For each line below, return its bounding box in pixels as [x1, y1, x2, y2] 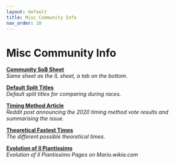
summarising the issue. [6, 115, 65, 122]
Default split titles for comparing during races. [6, 90, 122, 98]
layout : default [6, 8, 47, 15]
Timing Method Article [6, 102, 65, 109]
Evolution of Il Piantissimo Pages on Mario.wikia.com [6, 151, 139, 159]
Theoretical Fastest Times [6, 127, 74, 134]
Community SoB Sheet [6, 66, 65, 73]
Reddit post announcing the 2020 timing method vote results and [6, 109, 169, 116]
